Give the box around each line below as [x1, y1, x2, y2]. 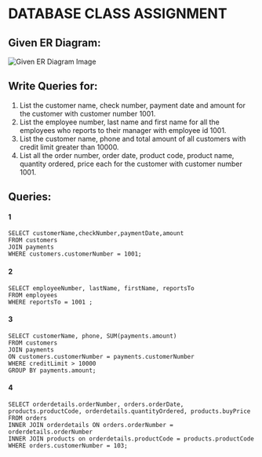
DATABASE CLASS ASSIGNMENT [8, 5, 227, 23]
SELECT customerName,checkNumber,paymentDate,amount [8, 230, 184, 238]
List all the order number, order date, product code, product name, [19, 150, 235, 160]
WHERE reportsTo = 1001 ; [8, 298, 93, 306]
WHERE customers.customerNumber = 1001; [8, 250, 143, 258]
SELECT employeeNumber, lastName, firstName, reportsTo [8, 284, 195, 292]
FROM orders [8, 415, 47, 422]
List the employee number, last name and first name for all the [19, 117, 220, 127]
